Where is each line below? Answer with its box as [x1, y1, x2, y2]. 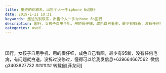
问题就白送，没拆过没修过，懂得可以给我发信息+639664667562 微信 [18, 56, 160, 62]
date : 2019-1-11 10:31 [5, 12, 52, 17]
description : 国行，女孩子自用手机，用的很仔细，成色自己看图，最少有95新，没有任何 [5, 21, 160, 26]
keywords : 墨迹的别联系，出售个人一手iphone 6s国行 [5, 16, 103, 21]
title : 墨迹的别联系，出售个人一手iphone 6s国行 [5, 7, 96, 12]
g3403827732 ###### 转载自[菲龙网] [5, 63, 83, 69]
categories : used [5, 26, 41, 31]
